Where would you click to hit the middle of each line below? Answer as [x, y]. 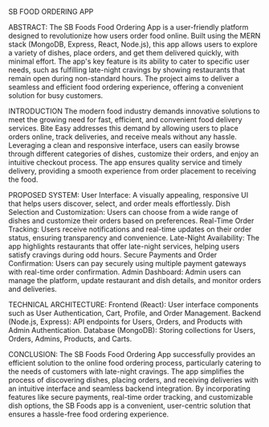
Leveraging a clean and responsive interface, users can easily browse [124, 145]
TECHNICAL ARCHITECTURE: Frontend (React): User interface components [134, 304]
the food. [23, 179]
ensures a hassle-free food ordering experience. [89, 414]
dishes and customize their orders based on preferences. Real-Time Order [131, 221]
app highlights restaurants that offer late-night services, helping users [124, 246]
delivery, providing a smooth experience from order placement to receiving [132, 171]
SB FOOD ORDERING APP [51, 12]
